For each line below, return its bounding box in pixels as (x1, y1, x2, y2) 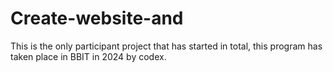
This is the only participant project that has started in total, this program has (10, 40, 323, 52)
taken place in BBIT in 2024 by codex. (10, 50, 167, 62)
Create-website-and (10, 7, 184, 30)
